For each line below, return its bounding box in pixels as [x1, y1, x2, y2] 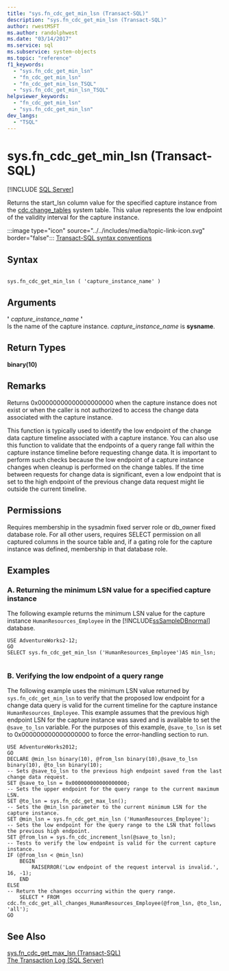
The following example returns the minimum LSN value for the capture [7, 609, 206, 618]
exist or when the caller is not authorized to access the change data [7, 406, 199, 414]
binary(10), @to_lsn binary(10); [7, 762, 103, 769]
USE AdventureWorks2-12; [7, 637, 78, 644]
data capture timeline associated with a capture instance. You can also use [7, 433, 219, 442]
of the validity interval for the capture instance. [7, 214, 140, 222]
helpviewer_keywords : [7, 93, 69, 100]
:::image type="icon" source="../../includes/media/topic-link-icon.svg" [7, 227, 206, 235]
